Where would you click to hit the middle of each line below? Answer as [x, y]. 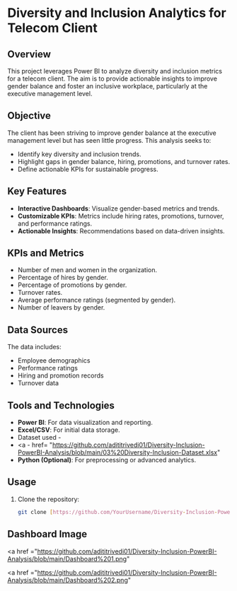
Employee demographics [54, 361]
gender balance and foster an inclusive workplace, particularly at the [108, 86]
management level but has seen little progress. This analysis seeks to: [109, 140]
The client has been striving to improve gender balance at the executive [112, 133]
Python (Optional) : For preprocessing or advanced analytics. [107, 460]
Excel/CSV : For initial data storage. [69, 430]
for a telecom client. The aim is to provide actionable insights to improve [112, 78]
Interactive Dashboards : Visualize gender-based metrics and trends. [118, 208]
